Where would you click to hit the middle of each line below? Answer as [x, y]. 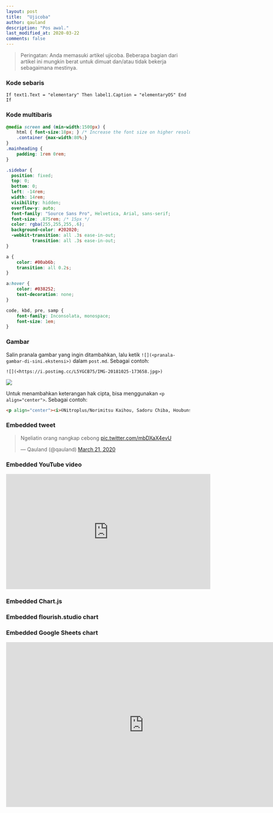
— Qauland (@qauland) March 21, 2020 [68, 449]
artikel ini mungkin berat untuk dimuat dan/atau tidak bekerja [93, 61]
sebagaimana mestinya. [49, 68]
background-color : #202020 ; [45, 230]
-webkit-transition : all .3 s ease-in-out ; [64, 235]
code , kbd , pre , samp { [35, 311]
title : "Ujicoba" [28, 17]
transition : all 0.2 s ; [44, 268]
